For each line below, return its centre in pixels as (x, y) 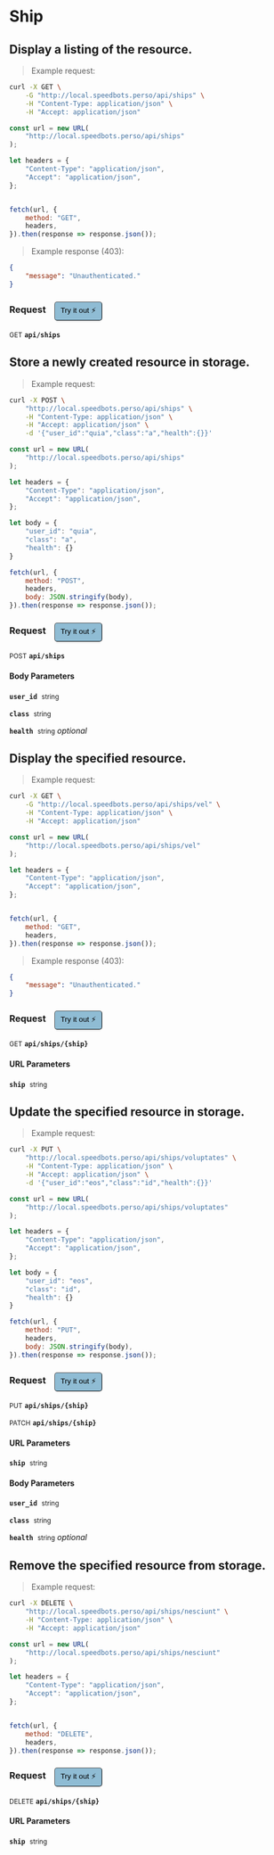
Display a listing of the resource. (101, 49)
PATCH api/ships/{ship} (53, 1423)
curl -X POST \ (37, 400)
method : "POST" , (56, 581)
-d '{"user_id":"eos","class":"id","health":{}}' (119, 1183)
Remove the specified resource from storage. (138, 1566)
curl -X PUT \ (36, 1150)
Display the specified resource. (98, 758)
